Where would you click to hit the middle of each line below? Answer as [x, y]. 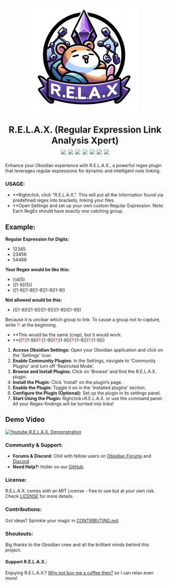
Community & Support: [34, 445]
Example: [20, 227]
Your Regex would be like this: [37, 269]
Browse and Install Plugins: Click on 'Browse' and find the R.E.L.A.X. [85, 372]
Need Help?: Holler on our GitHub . [49, 467]
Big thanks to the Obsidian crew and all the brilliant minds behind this [77, 545]
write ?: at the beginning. [31, 325]
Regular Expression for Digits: [37, 239]
